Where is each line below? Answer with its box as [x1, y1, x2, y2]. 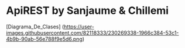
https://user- [63, 23, 95, 30]
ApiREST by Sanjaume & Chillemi [6, 4, 169, 17]
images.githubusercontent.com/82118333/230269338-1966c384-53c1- [6, 29, 179, 36]
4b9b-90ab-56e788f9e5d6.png [6, 35, 83, 42]
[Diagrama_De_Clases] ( [6, 23, 64, 30]
